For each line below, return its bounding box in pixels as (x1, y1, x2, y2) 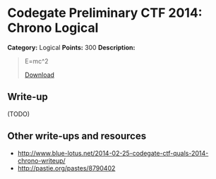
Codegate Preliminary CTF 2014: (7, 5, 203, 21)
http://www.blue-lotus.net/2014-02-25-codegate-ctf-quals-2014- (17, 149, 209, 157)
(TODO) (7, 109, 30, 118)
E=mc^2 (24, 56, 49, 65)
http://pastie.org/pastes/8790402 (17, 163, 116, 172)
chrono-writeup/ (17, 156, 66, 165)
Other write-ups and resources (7, 130, 147, 142)
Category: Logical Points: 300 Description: (7, 43, 136, 51)
